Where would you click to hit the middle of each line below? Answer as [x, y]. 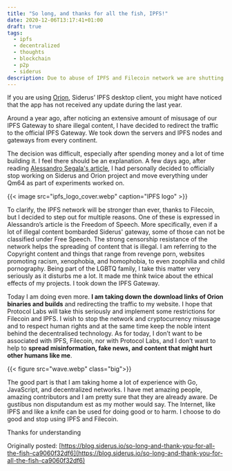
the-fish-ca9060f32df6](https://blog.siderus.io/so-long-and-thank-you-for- [115, 453]
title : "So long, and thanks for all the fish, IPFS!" [88, 13]
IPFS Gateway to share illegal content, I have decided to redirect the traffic [113, 126]
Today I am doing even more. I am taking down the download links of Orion [115, 297]
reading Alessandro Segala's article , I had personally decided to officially [111, 168]
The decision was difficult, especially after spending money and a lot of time [116, 154]
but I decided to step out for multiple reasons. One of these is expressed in [114, 217]
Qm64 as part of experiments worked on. [66, 183]
